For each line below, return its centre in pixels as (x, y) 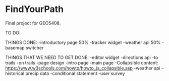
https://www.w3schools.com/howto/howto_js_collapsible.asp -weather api (83, 68)
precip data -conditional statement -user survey (75, 73)
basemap (15, 47)
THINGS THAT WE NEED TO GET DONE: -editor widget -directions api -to (82, 57)
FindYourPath (35, 9)
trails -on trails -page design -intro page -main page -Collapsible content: (82, 62)
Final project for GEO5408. (33, 23)
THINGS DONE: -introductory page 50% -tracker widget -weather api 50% (83, 42)
